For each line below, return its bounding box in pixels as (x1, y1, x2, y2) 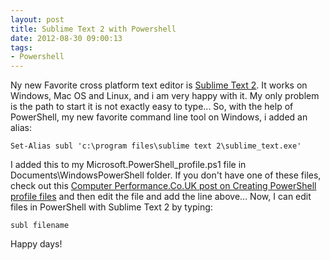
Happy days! (10, 238, 63, 250)
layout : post (10, 14, 65, 25)
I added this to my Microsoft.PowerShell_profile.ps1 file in (10, 159, 247, 171)
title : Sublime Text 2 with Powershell (10, 24, 177, 34)
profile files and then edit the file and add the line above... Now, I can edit (10, 191, 312, 203)
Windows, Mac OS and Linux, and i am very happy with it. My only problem (10, 90, 320, 102)
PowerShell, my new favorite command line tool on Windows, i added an (10, 111, 308, 123)
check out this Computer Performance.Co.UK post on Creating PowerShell (10, 180, 317, 192)
